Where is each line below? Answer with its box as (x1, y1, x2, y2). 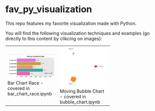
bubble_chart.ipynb (60, 99, 100, 105)
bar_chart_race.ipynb (7, 91, 52, 97)
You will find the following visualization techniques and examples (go (5, 30, 150, 36)
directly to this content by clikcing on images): (5, 35, 102, 42)
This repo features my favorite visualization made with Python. (5, 20, 137, 26)
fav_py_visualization (5, 4, 92, 15)
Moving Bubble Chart (60, 88, 105, 94)
